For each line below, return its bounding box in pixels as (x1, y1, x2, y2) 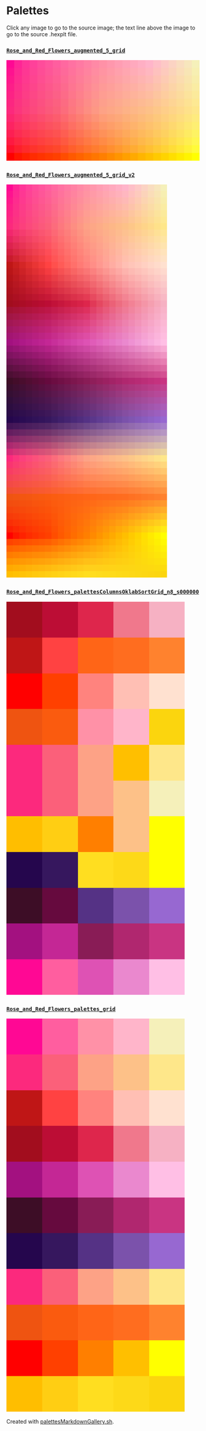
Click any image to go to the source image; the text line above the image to (6, 24, 196, 31)
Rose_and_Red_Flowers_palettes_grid (6, 1005, 116, 1012)
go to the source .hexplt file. (6, 30, 78, 37)
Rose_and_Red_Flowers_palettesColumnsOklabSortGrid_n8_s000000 (6, 588, 199, 596)
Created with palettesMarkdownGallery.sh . (6, 1417, 115, 1425)
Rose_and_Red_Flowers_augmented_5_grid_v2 (6, 171, 135, 178)
